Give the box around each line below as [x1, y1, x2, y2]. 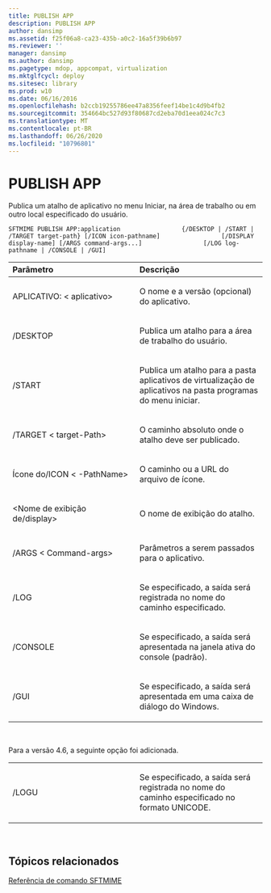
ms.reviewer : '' [8, 42, 63, 50]
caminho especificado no [140, 792, 236, 803]
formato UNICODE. [140, 802, 211, 813]
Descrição [140, 264, 180, 276]
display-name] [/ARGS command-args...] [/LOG [8, 239, 222, 247]
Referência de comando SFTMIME [8, 876, 123, 886]
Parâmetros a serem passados [140, 542, 255, 554]
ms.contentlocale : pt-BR [8, 124, 92, 133]
